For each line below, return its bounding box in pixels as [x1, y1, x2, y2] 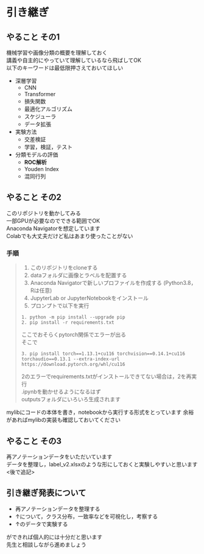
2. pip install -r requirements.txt [21, 320, 114, 326]
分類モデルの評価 [15, 151, 58, 158]
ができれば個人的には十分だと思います [6, 533, 102, 541]
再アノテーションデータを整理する [15, 505, 100, 512]
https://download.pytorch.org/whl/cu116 [21, 362, 125, 368]
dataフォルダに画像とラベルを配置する [30, 272, 127, 279]
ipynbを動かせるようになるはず [23, 388, 102, 396]
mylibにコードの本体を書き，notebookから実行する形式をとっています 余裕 [6, 408, 194, 416]
